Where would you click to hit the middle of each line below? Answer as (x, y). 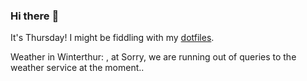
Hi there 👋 (35, 16)
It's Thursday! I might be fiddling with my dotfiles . (112, 38)
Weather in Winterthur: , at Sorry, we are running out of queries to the (153, 57)
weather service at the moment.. (77, 68)
